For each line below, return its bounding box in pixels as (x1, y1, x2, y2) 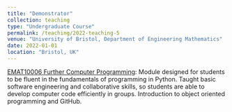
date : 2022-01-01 (7, 42, 58, 49)
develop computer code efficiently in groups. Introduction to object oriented (7, 89, 225, 97)
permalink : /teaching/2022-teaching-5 (7, 29, 120, 37)
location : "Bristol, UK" (7, 49, 79, 56)
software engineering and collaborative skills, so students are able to (7, 82, 205, 91)
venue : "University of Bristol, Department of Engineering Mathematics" (7, 36, 223, 43)
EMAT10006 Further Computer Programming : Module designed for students (7, 67, 225, 76)
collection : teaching (7, 17, 70, 24)
